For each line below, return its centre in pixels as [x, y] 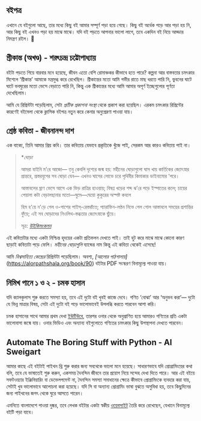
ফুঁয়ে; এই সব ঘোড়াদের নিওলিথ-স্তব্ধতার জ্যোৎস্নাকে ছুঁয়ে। [69, 214]
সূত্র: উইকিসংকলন [36, 226]
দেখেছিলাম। [17, 93]
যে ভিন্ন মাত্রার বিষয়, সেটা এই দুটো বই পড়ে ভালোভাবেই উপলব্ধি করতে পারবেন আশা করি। [82, 304]
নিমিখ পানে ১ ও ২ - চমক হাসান [46, 283]
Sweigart [23, 351]
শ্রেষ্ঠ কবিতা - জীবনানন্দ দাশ [40, 131]
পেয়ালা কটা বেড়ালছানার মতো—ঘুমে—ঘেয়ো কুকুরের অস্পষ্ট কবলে [76, 195]
